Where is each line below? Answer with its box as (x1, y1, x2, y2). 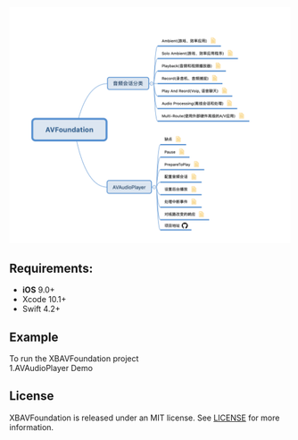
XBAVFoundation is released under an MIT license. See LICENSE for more (9, 412, 280, 423)
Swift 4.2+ (21, 303, 61, 315)
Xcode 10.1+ (21, 294, 67, 305)
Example (9, 329, 59, 344)
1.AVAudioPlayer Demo (9, 362, 94, 373)
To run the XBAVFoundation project (9, 352, 139, 364)
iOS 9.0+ (21, 284, 55, 295)
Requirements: (9, 260, 94, 275)
